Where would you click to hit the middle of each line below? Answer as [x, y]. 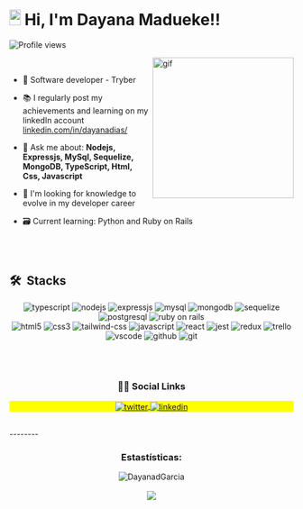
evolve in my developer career [78, 203]
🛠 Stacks [38, 281]
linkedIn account [53, 120]
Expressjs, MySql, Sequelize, [78, 157]
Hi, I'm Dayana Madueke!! [122, 20]
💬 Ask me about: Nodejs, [69, 147]
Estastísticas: [151, 457]
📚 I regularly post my [63, 97]
